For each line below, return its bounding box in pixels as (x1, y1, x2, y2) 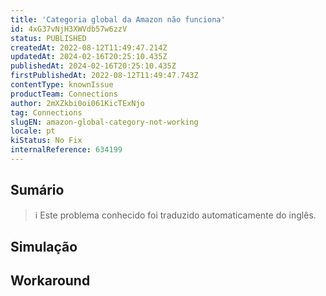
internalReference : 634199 (10, 145, 123, 155)
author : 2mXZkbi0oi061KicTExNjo (10, 98, 145, 108)
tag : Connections (10, 107, 83, 118)
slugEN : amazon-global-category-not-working (10, 117, 199, 127)
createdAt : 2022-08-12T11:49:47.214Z (10, 42, 168, 53)
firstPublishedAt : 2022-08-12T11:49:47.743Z (10, 71, 199, 81)
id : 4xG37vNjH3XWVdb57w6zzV (10, 24, 128, 34)
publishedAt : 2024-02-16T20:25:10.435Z (10, 61, 177, 71)
